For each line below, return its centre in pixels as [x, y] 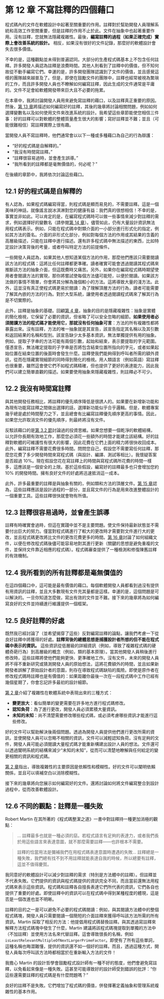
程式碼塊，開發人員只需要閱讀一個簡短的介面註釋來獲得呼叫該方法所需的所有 [82, 915]
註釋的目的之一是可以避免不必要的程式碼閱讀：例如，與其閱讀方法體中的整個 [82, 909]
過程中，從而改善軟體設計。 [33, 789]
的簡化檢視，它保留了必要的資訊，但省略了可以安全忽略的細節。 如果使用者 [80, 317]
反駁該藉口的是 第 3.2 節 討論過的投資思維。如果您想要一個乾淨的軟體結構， [80, 430]
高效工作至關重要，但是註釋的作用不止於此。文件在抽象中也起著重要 [82, 30]
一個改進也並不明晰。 [35, 899]
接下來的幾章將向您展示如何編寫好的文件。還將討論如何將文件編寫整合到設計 [82, 783]
